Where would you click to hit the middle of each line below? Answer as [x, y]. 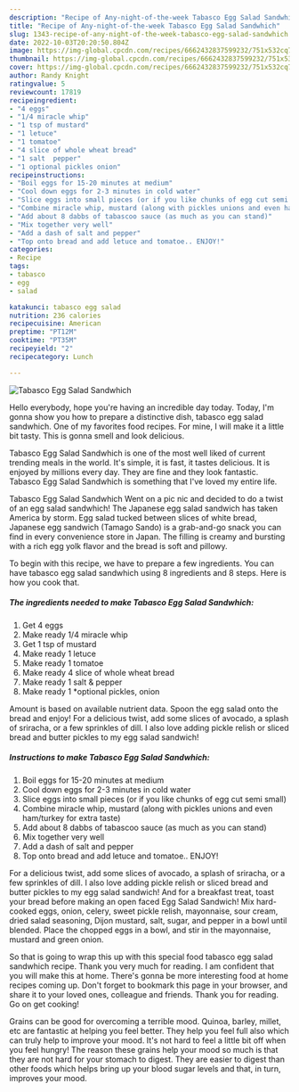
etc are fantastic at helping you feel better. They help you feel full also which [149, 1030]
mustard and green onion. [57, 939]
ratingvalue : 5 [37, 84]
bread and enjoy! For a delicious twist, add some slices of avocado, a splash [149, 718]
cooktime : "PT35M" [43, 341]
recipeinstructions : [48, 175]
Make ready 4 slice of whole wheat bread [98, 672]
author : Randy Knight [49, 76]
